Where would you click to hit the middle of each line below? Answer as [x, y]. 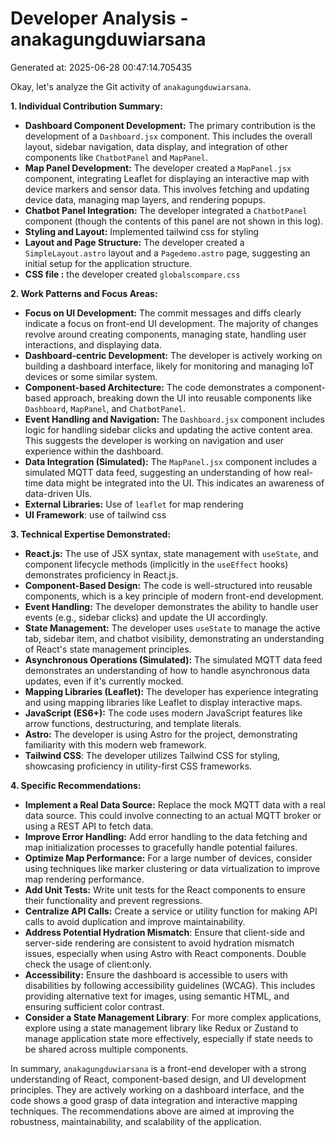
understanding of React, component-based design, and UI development [158, 1079]
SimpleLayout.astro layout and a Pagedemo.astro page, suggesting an [167, 253]
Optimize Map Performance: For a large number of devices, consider [168, 858]
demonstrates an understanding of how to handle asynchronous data [167, 670]
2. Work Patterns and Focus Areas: [84, 293]
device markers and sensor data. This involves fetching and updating [167, 189]
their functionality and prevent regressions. [113, 900]
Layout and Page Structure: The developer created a [134, 242]
